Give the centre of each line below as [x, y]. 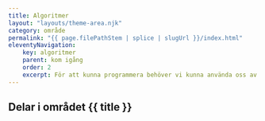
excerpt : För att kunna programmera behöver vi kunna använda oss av [140, 75]
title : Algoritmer [38, 16]
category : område [37, 30]
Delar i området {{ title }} [70, 107]
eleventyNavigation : [42, 45]
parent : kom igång [53, 60]
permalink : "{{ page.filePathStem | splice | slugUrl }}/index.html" [126, 38]
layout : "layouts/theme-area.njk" [65, 23]
